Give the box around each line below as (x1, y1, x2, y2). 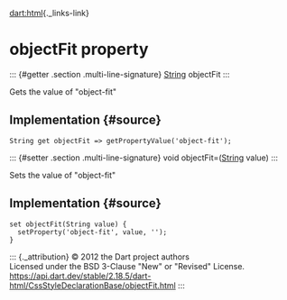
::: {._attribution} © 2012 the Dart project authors (9, 251, 190, 262)
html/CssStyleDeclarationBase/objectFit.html (9, 279, 176, 291)
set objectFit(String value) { (9, 220, 127, 229)
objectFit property (9, 40, 149, 59)
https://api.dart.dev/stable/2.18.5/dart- (9, 270, 152, 281)
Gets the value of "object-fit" (9, 86, 117, 97)
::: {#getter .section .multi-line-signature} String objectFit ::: (9, 68, 230, 79)
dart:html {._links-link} (9, 8, 90, 18)
